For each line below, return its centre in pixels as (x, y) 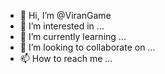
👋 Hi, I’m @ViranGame (65, 15)
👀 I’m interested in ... (62, 26)
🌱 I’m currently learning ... (73, 36)
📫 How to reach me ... (66, 58)
